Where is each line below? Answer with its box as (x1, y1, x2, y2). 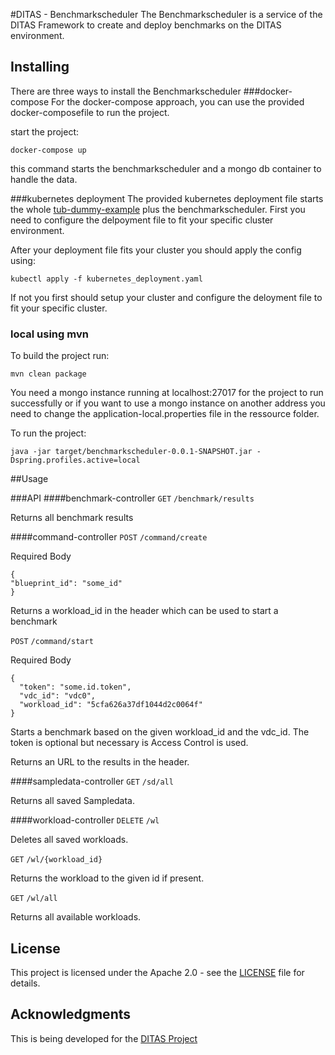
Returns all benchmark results (10, 512, 134, 524)
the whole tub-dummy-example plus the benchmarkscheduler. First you (10, 203, 306, 215)
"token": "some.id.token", (19, 682, 132, 693)
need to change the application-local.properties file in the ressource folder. (10, 408, 320, 420)
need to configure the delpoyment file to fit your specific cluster (10, 214, 274, 226)
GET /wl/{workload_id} (10, 855, 103, 865)
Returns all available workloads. (10, 911, 142, 923)
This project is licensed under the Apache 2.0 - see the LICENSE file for (10, 966, 305, 978)
